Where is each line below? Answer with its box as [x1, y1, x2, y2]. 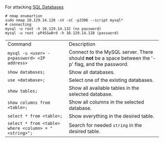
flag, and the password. [74, 61, 128, 67]
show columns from [7, 100, 50, 105]
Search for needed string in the [69, 122, 143, 128]
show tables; [7, 88, 38, 94]
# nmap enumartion [5, 14, 42, 19]
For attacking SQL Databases [5, 4, 64, 10]
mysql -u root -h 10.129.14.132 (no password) [5, 26, 102, 31]
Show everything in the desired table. [69, 113, 155, 119]
